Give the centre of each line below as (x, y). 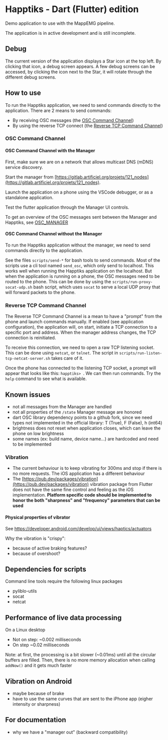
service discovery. (24, 167)
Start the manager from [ (31, 177)
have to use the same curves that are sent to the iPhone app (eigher (82, 699)
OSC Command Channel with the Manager (50, 151)
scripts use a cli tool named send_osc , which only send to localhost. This (79, 265)
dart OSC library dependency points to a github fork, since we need (82, 417)
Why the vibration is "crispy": (36, 538)
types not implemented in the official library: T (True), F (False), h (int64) (87, 423)
